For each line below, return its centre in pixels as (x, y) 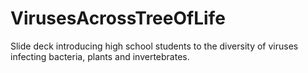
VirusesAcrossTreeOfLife (118, 18)
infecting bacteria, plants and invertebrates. (100, 56)
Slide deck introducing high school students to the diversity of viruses (154, 46)
